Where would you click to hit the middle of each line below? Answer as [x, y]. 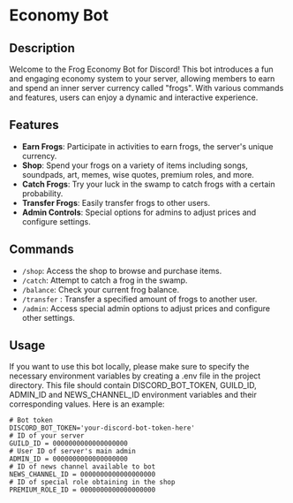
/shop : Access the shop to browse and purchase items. [122, 271]
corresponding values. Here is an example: [87, 404]
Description [42, 48]
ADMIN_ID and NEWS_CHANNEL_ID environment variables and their [133, 395]
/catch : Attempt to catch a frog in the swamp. [105, 280]
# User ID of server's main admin [73, 452]
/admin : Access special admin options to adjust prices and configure [146, 308]
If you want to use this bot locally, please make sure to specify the [129, 367]
